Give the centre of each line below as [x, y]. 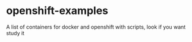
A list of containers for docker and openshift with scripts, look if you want [96, 27]
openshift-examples [57, 11]
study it [15, 33]
